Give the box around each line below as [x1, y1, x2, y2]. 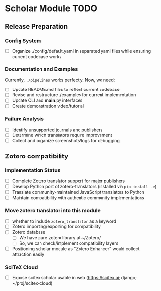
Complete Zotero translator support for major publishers [12, 178, 125, 184]
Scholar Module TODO [5, 3, 98, 14]
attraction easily [12, 251, 45, 257]
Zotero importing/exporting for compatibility [12, 224, 101, 230]
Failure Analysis [5, 115, 44, 122]
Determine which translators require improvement [12, 132, 112, 138]
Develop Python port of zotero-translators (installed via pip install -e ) [12, 183, 157, 189]
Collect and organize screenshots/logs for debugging [12, 137, 120, 143]
